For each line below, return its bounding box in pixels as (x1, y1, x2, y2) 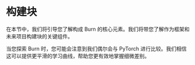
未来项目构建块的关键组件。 (6, 32, 73, 39)
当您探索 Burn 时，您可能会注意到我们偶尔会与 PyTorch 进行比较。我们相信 (6, 45, 187, 52)
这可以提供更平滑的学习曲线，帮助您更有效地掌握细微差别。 (6, 52, 150, 59)
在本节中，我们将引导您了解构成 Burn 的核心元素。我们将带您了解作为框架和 (6, 26, 190, 32)
